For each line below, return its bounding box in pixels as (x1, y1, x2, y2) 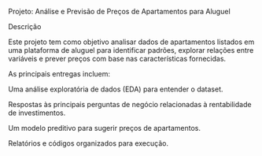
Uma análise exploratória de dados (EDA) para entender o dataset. (8, 84, 223, 94)
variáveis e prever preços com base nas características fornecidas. (8, 54, 227, 63)
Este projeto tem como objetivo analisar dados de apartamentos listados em (8, 37, 255, 46)
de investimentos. (8, 108, 66, 117)
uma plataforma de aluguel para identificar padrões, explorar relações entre (8, 46, 254, 54)
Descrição (8, 22, 42, 31)
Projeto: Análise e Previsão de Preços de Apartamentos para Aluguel (8, 7, 231, 16)
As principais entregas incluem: (8, 69, 111, 78)
